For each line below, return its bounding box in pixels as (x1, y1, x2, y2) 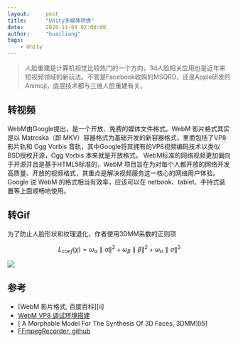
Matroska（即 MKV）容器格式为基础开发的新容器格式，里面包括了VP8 (21, 133, 227, 142)
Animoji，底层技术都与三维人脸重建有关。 (24, 82, 147, 89)
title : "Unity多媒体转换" (7, 17, 94, 24)
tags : (7, 37, 23, 44)
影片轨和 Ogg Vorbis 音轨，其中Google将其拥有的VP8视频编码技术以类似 (7, 142, 220, 150)
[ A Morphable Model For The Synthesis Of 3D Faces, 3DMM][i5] (17, 319, 208, 327)
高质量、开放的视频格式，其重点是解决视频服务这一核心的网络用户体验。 (7, 168, 219, 177)
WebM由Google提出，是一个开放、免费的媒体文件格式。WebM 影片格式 (7, 124, 218, 133)
